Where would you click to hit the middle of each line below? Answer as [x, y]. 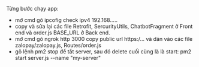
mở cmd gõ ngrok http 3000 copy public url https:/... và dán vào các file [104, 39]
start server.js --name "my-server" [58, 58]
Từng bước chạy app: [32, 9]
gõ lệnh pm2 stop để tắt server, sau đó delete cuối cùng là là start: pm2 [103, 52]
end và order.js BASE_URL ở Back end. [62, 33]
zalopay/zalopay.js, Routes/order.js [58, 45]
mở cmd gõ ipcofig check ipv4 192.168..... [66, 20]
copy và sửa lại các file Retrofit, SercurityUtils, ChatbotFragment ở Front [104, 26]
